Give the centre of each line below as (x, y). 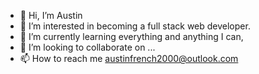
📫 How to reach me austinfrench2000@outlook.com (129, 58)
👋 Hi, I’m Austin (51, 15)
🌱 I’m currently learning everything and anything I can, (131, 36)
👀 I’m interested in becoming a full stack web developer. (135, 26)
